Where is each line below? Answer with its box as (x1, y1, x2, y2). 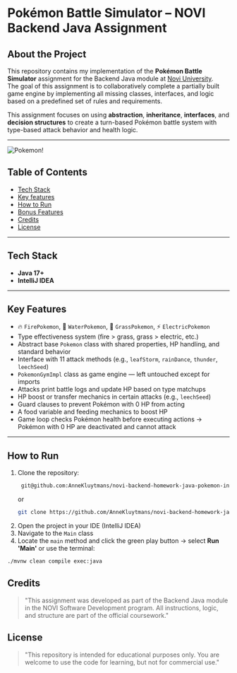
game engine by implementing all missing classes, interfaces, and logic (7, 90, 214, 98)
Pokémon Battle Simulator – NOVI (7, 5, 206, 21)
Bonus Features (17, 207, 63, 216)
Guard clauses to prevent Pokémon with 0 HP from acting (17, 400, 186, 409)
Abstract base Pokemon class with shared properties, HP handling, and (17, 340, 220, 349)
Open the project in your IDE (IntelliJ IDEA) (17, 522, 141, 529)
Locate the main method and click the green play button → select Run (17, 537, 219, 545)
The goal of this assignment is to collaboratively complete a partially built (7, 82, 220, 90)
